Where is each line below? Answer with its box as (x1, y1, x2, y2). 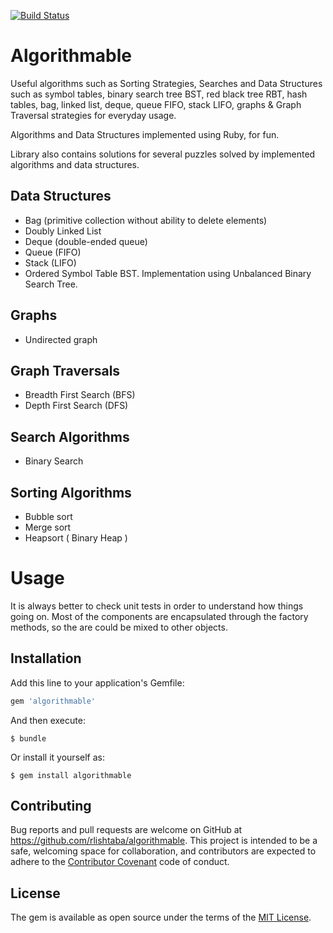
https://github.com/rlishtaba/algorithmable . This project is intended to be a (10, 835, 318, 847)
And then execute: (10, 714, 86, 726)
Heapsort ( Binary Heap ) (24, 532, 128, 544)
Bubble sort (24, 511, 73, 522)
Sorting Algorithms (10, 484, 132, 501)
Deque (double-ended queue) (24, 235, 148, 247)
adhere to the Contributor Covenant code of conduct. (10, 856, 230, 868)
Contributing (10, 798, 92, 815)
